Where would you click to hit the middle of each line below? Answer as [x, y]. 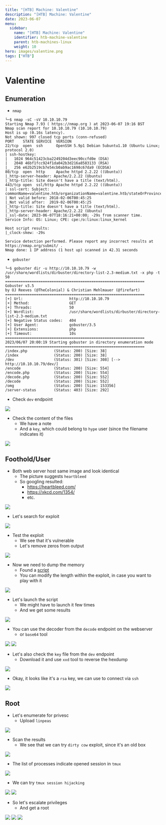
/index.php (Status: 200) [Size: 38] [56, 351]
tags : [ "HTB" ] [20, 56]
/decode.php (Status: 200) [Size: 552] [57, 377]
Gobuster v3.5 [20, 286]
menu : [11, 24]
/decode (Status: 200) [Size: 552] [57, 381]
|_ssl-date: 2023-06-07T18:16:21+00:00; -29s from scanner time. [74, 216]
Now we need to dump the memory [48, 565]
